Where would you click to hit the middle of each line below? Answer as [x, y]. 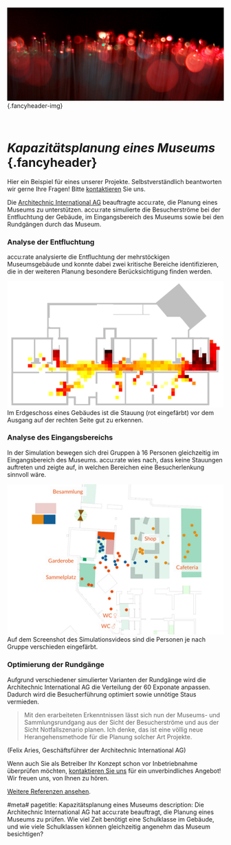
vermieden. [23, 701]
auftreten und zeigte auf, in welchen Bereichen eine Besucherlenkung [106, 467]
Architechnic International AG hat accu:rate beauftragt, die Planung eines [111, 812]
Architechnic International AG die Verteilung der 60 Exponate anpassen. [109, 687]
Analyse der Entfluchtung [51, 242]
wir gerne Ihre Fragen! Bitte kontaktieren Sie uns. [76, 189]
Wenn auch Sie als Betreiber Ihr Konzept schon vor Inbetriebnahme [102, 763]
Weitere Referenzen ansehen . [49, 791]
